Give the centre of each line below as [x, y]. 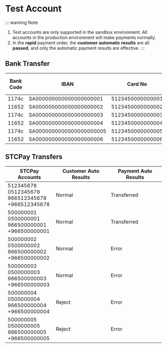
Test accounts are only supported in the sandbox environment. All [80, 32]
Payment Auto [135, 171]
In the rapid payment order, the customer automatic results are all [81, 42]
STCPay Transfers [34, 157]
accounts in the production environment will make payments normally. [84, 37]
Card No [137, 84]
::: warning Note [22, 22]
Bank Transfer [28, 64]
